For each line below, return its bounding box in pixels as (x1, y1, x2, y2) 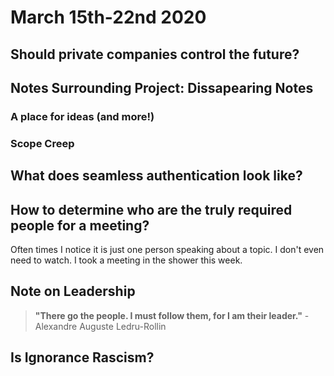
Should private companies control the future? (10, 46, 300, 63)
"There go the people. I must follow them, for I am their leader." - (34, 309, 310, 321)
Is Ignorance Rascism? (10, 349, 155, 366)
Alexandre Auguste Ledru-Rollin (34, 320, 167, 332)
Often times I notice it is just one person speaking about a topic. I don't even (10, 244, 325, 256)
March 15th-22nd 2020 (10, 6, 207, 29)
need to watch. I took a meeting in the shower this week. (10, 254, 243, 266)
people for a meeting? (10, 217, 150, 234)
